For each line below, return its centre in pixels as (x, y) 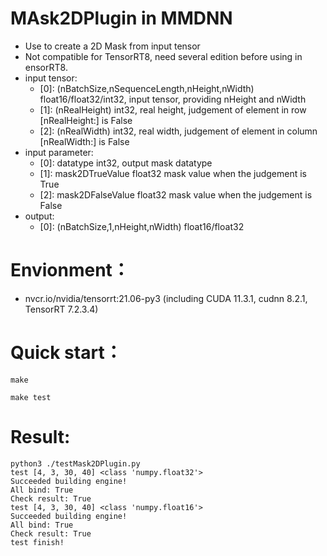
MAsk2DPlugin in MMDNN (121, 18)
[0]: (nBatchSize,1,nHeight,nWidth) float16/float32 (142, 226)
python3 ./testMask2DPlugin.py (75, 463)
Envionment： (70, 270)
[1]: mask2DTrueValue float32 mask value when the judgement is (173, 173)
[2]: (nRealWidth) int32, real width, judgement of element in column (178, 131)
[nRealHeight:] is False (86, 120)
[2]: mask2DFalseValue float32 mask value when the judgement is (176, 194)
